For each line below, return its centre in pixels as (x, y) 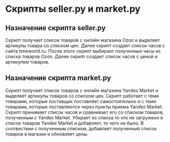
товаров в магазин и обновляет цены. (47, 134)
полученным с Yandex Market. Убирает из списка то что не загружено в (84, 117)
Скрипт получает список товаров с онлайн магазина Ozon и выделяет (83, 40)
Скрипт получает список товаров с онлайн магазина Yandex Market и (82, 90)
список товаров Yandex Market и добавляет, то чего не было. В (74, 123)
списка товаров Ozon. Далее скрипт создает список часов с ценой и (81, 56)
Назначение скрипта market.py (58, 78)
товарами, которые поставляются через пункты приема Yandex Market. (84, 107)
